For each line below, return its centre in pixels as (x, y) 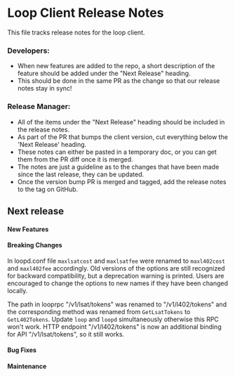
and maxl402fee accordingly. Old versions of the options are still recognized (116, 268)
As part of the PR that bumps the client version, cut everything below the (122, 137)
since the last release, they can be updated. (81, 174)
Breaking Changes (35, 245)
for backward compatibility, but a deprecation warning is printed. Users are (116, 275)
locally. (18, 290)
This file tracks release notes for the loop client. (76, 32)
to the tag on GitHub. (48, 189)
